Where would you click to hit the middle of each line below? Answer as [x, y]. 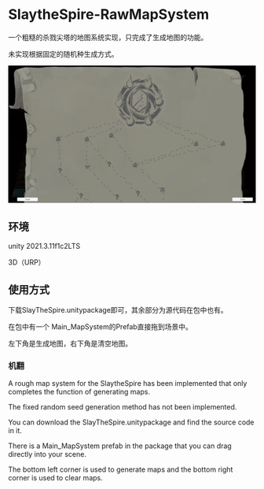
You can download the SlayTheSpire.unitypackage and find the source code [131, 422]
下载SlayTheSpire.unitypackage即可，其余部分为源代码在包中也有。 [118, 310]
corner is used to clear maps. [56, 478]
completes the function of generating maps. [79, 392]
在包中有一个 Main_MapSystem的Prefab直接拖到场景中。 [100, 327]
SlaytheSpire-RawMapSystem [109, 15]
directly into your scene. [47, 454]
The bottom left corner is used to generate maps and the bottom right [121, 469]
